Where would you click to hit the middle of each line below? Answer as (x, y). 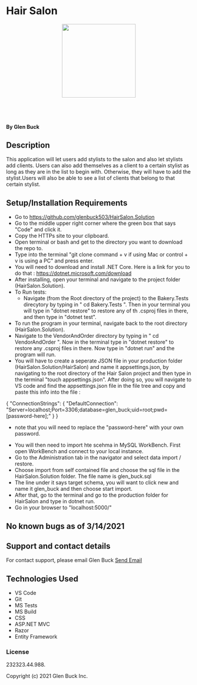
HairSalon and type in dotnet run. (55, 501)
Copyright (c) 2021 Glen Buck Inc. (47, 676)
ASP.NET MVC (32, 624)
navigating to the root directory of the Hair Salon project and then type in (103, 373)
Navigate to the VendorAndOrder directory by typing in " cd (86, 336)
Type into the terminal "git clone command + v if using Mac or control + (101, 255)
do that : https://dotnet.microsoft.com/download (73, 273)
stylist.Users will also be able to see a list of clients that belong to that (91, 178)
